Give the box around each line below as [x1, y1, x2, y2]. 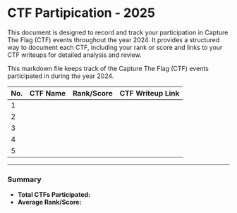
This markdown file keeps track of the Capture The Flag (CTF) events [7, 64, 209, 72]
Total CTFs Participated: [17, 191, 91, 199]
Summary [7, 174, 42, 184]
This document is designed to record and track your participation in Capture [7, 28, 229, 37]
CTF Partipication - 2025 [7, 5, 155, 21]
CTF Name [29, 88, 66, 98]
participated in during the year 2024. [7, 72, 114, 80]
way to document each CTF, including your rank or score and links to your [7, 43, 223, 51]
